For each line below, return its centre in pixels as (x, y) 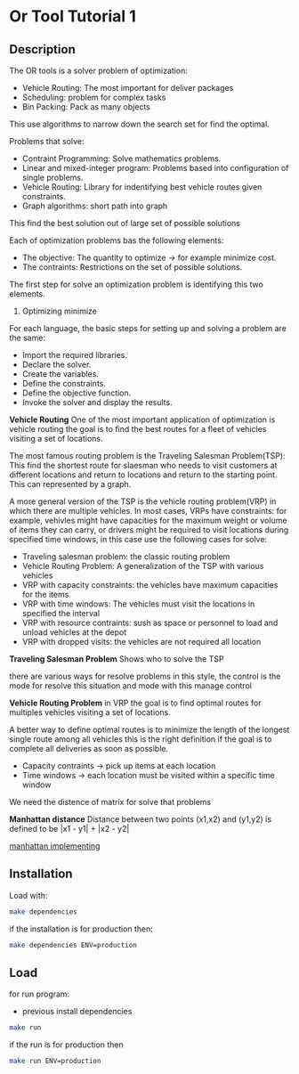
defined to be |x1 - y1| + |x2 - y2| (69, 829)
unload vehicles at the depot (74, 632)
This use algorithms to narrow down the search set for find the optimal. (139, 124)
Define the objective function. (77, 393)
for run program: (40, 994)
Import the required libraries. (74, 355)
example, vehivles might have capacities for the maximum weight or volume (148, 520)
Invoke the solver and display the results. (97, 402)
